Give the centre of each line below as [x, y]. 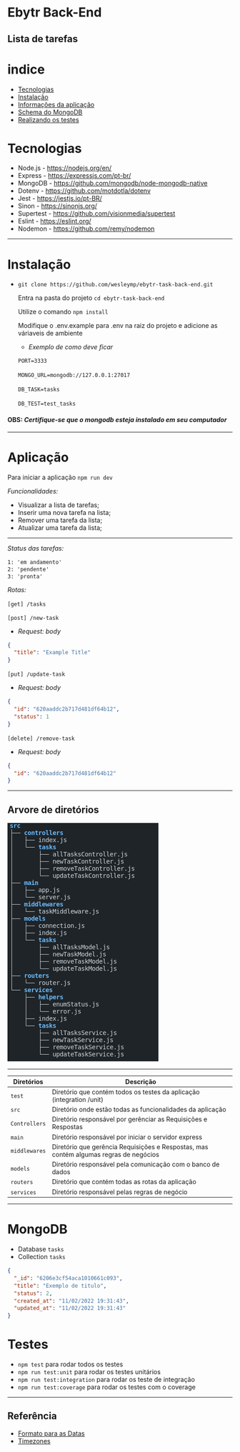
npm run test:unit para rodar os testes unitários [89, 1372]
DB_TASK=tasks [39, 390]
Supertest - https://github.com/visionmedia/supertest [96, 214]
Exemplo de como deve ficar [71, 347]
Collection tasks [41, 1257]
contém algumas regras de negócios [105, 1154]
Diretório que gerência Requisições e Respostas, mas [130, 1146]
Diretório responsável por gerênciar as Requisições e [130, 1119]
